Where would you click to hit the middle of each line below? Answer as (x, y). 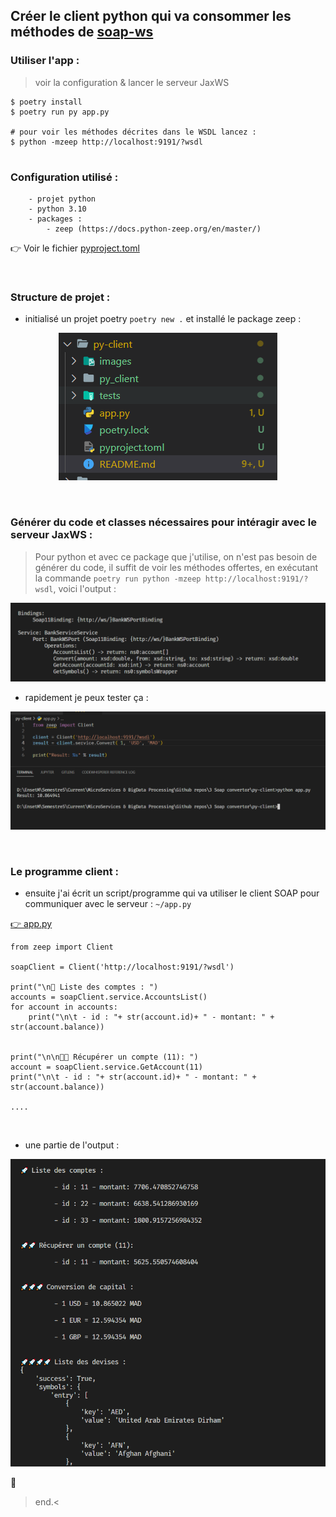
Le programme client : (64, 871)
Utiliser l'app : (45, 61)
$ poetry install (46, 102)
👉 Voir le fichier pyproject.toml (75, 248)
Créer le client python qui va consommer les (151, 16)
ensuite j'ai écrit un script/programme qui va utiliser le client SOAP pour (172, 893)
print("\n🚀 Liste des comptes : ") (84, 987)
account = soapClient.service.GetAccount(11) (106, 1067)
